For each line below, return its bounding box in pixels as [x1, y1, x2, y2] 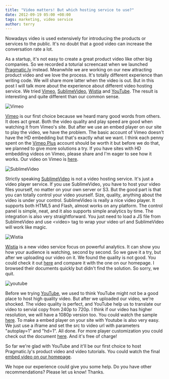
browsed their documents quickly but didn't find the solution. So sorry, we [5, 265, 159, 271]
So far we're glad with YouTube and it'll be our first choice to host [5, 343, 141, 349]
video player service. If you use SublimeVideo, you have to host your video [5, 181, 160, 187]
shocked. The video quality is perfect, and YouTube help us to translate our [5, 301, 161, 307]
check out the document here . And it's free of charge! [5, 333, 118, 340]
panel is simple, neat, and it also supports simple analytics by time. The [5, 208, 154, 214]
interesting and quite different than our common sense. [5, 94, 120, 100]
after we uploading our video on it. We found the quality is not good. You [5, 255, 156, 261]
